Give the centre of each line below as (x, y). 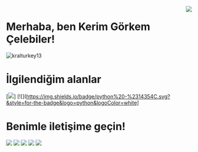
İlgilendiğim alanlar (54, 80)
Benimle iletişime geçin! (66, 127)
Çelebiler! (31, 39)
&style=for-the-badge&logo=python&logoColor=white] (73, 103)
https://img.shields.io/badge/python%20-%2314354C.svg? (98, 96)
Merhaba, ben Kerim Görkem (78, 27)
